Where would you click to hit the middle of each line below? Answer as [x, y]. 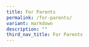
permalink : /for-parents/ [39, 18]
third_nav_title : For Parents [45, 35]
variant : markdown [30, 23]
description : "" [27, 29]
